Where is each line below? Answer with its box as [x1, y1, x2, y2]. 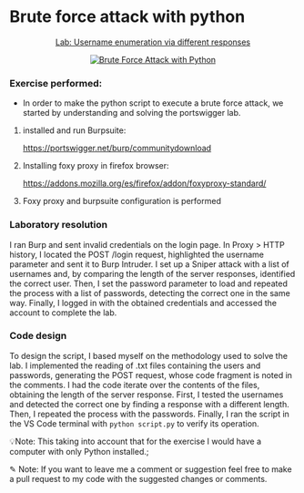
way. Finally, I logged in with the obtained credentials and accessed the [9, 297, 278, 308]
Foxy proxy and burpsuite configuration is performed [22, 196, 221, 207]
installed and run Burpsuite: [22, 125, 127, 136]
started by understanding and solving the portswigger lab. [22, 108, 241, 118]
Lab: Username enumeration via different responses [55, 36, 251, 47]
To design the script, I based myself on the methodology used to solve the [9, 350, 289, 361]
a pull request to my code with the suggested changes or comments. [9, 473, 268, 484]
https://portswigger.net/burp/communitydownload [22, 143, 212, 154]
